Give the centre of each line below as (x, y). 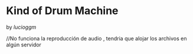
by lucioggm (21, 27)
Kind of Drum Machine (62, 11)
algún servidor (24, 45)
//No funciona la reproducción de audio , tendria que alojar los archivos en (97, 38)
